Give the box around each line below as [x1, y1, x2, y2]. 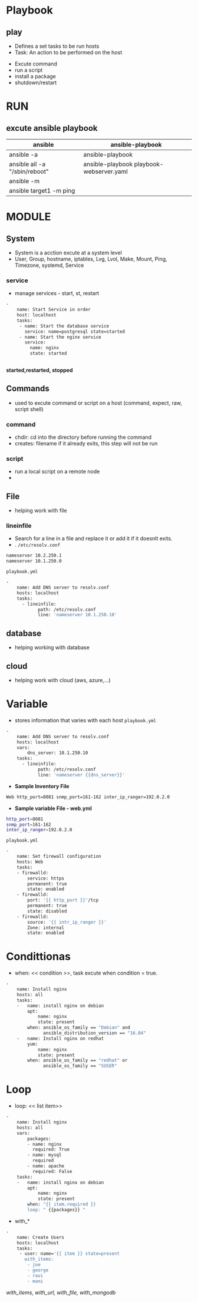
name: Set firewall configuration [16, 854, 101, 860]
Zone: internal [27, 924, 65, 931]
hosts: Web [16, 859, 44, 865]
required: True [32, 1146, 70, 1152]
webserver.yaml [83, 167, 128, 176]
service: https [27, 875, 65, 881]
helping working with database [14, 644, 90, 651]
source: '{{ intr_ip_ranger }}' [27, 919, 107, 925]
